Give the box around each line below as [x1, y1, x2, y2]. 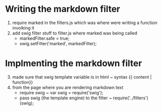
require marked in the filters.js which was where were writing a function [12, 20, 158, 26]
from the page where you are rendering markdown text [12, 84, 124, 90]
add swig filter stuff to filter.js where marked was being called [12, 30, 137, 36]
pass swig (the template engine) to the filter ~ [19, 95, 112, 101]
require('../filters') [112, 95, 149, 101]
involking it [12, 25, 34, 30]
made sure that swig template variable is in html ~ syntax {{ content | [12, 74, 152, 80]
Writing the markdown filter [5, 3, 120, 15]
